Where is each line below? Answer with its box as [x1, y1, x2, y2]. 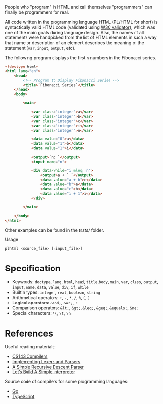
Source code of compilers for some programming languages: [5, 379, 129, 385]
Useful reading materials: [5, 344, 56, 350]
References [5, 328, 53, 339]
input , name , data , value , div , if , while [12, 284, 89, 290]
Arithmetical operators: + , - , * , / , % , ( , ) [12, 295, 90, 301]
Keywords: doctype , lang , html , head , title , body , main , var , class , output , [12, 279, 159, 285]
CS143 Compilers [12, 353, 48, 359]
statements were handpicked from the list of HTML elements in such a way [5, 34, 157, 40]
